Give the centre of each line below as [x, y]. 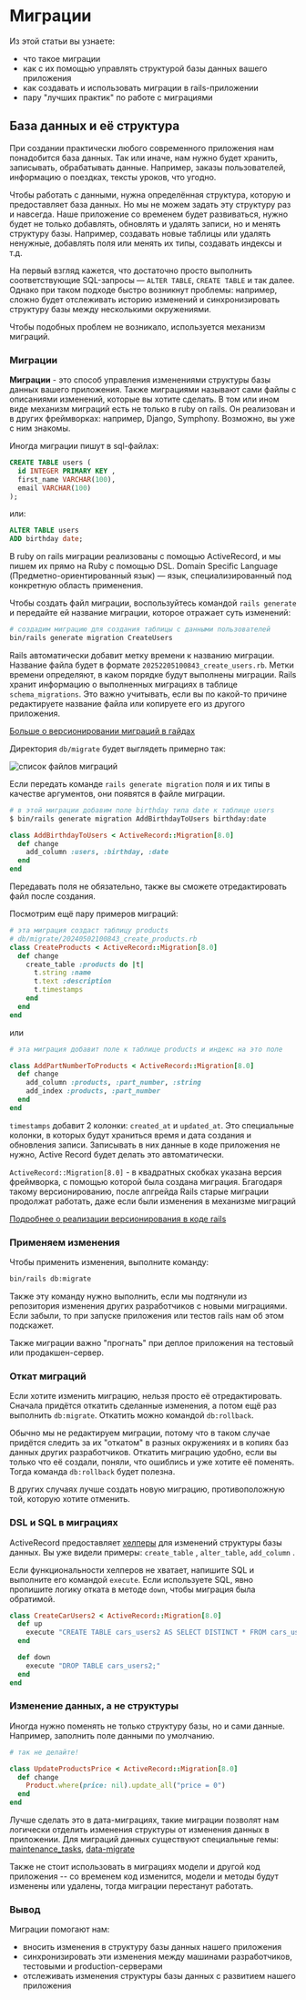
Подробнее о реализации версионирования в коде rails [118, 1219]
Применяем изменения [65, 1242]
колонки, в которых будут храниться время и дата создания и [131, 1135]
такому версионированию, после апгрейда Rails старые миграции [139, 1191]
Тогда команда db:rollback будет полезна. [92, 1472]
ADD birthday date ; [46, 539]
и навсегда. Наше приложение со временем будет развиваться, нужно [149, 214]
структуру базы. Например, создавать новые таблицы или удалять [140, 233]
